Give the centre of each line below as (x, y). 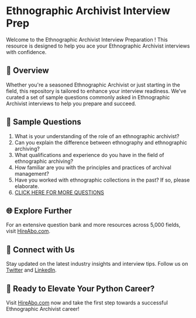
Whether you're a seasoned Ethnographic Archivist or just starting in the (93, 85)
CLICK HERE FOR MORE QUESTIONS (59, 192)
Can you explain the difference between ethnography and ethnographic (101, 142)
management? (32, 173)
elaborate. (27, 186)
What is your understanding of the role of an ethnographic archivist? (97, 136)
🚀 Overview (27, 71)
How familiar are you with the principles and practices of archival (93, 167)
